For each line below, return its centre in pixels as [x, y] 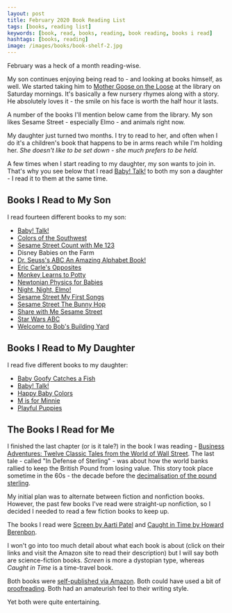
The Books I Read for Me [61, 430]
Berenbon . [22, 532]
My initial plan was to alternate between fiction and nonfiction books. [106, 496]
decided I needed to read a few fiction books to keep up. [88, 512]
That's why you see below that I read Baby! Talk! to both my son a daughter [115, 171]
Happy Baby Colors [45, 393]
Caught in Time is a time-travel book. [60, 568]
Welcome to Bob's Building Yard [63, 326]
